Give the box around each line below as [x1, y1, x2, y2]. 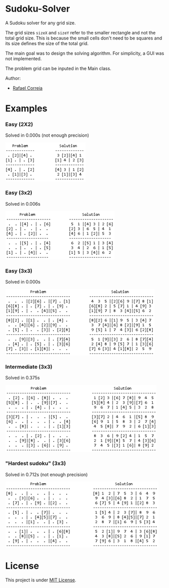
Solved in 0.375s [5, 375, 40, 381]
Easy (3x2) [5, 189, 33, 197]
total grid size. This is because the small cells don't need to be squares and [5, 35, 162, 41]
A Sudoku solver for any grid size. [5, 20, 76, 26]
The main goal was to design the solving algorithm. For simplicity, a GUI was [5, 50, 164, 56]
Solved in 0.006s [5, 201, 40, 207]
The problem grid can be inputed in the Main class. [5, 65, 111, 71]
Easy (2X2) [5, 121, 33, 128]
